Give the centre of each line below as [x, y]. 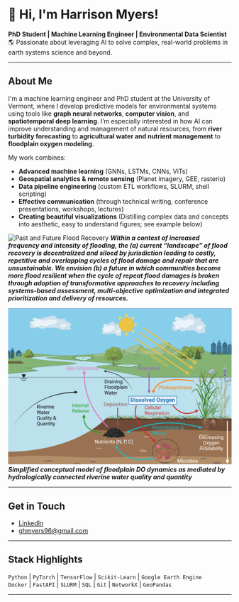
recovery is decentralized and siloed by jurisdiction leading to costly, [112, 253]
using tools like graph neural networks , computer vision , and [99, 114]
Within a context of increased [155, 238]
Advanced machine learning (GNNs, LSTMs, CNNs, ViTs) [103, 171]
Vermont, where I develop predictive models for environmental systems [112, 106]
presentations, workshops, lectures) [71, 209]
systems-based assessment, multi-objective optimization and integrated [119, 290]
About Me [30, 81]
